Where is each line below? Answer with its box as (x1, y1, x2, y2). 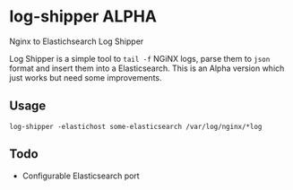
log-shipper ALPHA (9, 6, 157, 27)
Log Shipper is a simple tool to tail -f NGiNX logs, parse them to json (9, 53, 271, 64)
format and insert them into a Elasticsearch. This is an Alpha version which (9, 63, 285, 73)
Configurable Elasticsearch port (22, 170, 141, 181)
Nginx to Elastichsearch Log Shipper (9, 36, 144, 47)
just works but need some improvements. (9, 72, 163, 82)
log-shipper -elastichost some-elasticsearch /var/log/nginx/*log (9, 122, 263, 131)
